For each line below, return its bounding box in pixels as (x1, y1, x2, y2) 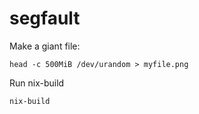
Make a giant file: (9, 40, 81, 52)
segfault (9, 7, 81, 30)
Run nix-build (9, 77, 65, 89)
